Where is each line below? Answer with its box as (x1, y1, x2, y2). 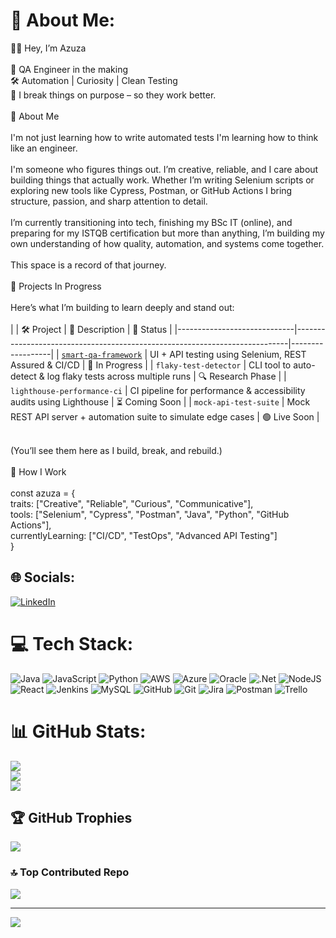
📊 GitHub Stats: (10, 720, 147, 743)
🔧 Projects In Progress (10, 280, 102, 292)
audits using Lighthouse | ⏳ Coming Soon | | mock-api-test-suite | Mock (10, 395, 311, 408)
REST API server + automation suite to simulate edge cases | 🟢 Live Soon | (10, 410, 320, 423)
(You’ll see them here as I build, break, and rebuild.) (10, 444, 223, 456)
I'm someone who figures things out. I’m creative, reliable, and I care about (10, 163, 319, 175)
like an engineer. (10, 142, 78, 154)
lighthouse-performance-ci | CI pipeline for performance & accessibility (10, 384, 306, 396)
